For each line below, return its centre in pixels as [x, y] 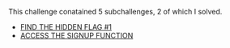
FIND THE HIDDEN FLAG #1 [66, 27]
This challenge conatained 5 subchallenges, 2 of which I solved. [115, 12]
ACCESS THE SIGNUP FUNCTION [77, 36]
